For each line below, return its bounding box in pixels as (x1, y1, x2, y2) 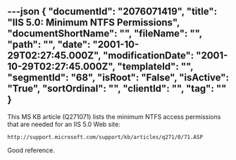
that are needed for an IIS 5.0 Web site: (7, 120, 121, 128)
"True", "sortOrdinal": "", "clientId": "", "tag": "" (7, 82, 227, 94)
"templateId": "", (117, 61, 194, 73)
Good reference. (7, 146, 55, 154)
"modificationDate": (102, 49, 194, 62)
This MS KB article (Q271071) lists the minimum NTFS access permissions (7, 112, 221, 121)
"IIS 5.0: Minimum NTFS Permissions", (7, 17, 180, 29)
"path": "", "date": (7, 39, 91, 51)
